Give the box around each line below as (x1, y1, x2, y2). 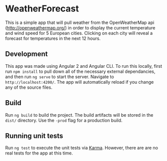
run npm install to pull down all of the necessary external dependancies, (5, 68, 156, 74)
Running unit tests (5, 132, 63, 140)
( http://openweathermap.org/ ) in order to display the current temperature (5, 24, 156, 30)
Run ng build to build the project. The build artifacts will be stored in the (5, 112, 154, 118)
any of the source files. (5, 84, 52, 90)
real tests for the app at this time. (5, 150, 73, 156)
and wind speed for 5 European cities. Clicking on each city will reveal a (5, 30, 153, 36)
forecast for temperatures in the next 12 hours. (5, 35, 101, 41)
